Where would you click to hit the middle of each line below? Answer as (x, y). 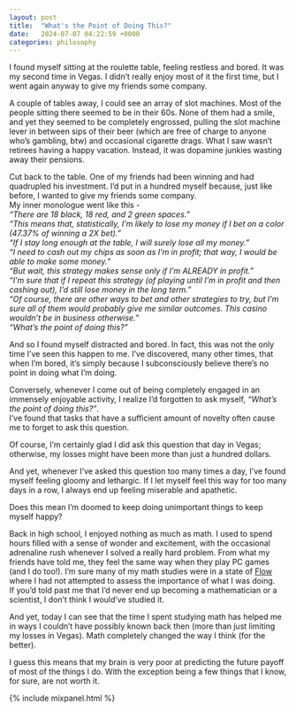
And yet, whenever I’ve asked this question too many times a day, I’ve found (148, 471)
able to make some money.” (60, 261)
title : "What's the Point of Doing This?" (91, 26)
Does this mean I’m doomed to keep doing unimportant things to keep (136, 507)
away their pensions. (47, 159)
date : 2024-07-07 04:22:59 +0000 (75, 34)
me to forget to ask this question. (69, 428)
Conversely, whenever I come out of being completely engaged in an (135, 390)
